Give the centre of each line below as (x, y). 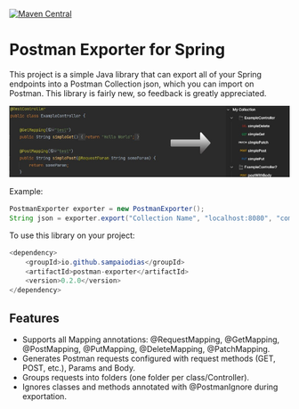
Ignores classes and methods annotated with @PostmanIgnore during (150, 387)
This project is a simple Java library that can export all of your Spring (136, 74)
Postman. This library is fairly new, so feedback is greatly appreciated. (138, 93)
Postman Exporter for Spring (117, 50)
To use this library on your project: (72, 235)
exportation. (44, 396)
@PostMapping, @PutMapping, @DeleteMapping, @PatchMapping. (146, 348)
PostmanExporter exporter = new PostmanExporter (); (107, 209)
